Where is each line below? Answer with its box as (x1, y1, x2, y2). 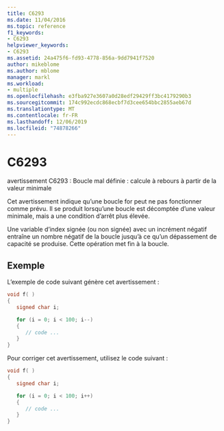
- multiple (7, 86, 38, 93)
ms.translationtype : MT (7, 106, 75, 112)
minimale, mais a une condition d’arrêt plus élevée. (7, 212, 150, 220)
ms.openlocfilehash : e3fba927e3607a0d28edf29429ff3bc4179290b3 (7, 93, 192, 100)
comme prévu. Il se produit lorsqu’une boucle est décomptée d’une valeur (7, 205, 216, 213)
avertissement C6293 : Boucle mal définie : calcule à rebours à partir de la (7, 177, 217, 185)
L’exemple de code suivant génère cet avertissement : (7, 278, 160, 286)
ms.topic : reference (7, 23, 66, 29)
